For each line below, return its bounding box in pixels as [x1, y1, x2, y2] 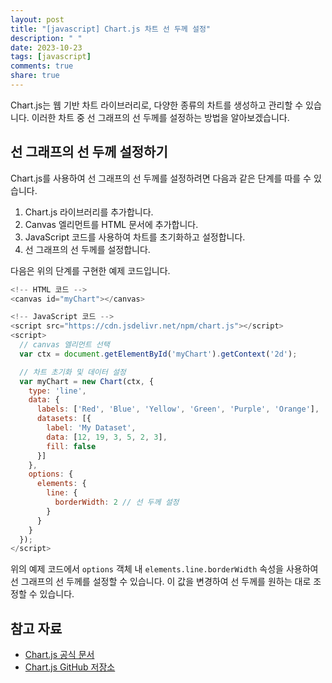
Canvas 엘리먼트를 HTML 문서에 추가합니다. [24, 218, 199, 230]
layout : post [10, 14, 65, 25]
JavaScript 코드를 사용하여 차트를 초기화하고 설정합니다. [24, 231, 246, 243]
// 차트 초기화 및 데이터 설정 [19, 367, 127, 377]
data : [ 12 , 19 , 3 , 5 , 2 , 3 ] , [46, 432, 168, 442]
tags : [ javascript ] [10, 52, 92, 62]
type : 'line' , [28, 386, 87, 396]
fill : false [46, 441, 97, 451]
